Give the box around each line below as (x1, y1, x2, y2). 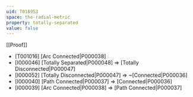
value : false (6, 25, 39, 31)
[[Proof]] (6, 41, 28, 48)
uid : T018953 (6, 8, 39, 15)
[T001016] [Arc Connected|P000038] (14, 53, 106, 60)
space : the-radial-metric (6, 14, 70, 20)
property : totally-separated (6, 20, 78, 25)
